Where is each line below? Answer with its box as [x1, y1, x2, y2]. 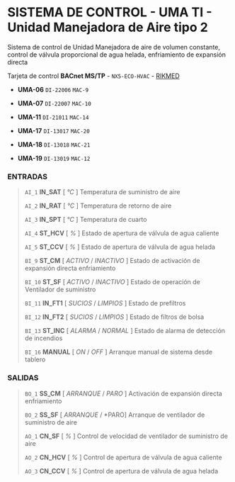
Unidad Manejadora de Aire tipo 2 [7, 19, 209, 35]
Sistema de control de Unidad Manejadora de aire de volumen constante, [7, 43, 221, 51]
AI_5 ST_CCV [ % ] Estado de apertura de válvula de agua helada [24, 242, 216, 252]
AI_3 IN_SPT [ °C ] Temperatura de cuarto [24, 215, 147, 224]
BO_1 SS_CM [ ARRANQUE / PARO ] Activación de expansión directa [24, 389, 223, 398]
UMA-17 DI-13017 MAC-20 [17, 126, 90, 135]
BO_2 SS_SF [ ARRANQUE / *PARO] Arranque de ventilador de [24, 410, 205, 419]
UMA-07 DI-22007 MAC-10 [17, 99, 92, 107]
